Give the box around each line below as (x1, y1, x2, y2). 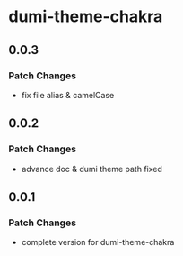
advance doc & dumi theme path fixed (21, 163, 163, 174)
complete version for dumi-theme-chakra (21, 237, 175, 248)
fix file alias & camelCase (21, 89, 115, 100)
